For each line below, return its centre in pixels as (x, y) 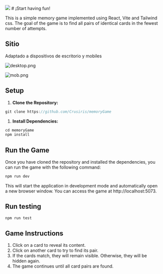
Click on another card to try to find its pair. (55, 251)
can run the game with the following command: (53, 167)
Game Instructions (34, 234)
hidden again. (26, 261)
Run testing (23, 206)
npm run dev (17, 177)
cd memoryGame (20, 130)
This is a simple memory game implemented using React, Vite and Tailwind (81, 18)
